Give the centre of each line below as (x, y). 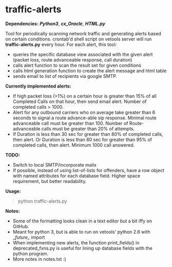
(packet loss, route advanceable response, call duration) (72, 59)
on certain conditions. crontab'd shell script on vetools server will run (79, 39)
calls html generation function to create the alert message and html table (90, 71)
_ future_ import (29, 237)
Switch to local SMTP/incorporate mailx (54, 165)
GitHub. (21, 226)
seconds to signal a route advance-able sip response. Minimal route (84, 118)
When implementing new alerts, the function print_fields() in (76, 242)
